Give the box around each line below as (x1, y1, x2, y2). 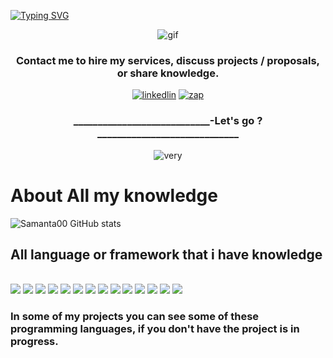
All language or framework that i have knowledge (10, 246, 323, 263)
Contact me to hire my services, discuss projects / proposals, (15, 53, 321, 67)
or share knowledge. (116, 66, 220, 80)
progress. (10, 335, 59, 349)
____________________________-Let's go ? (73, 114, 263, 128)
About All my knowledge (10, 184, 218, 207)
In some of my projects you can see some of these (10, 310, 260, 324)
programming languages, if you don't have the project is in (10, 322, 300, 336)
